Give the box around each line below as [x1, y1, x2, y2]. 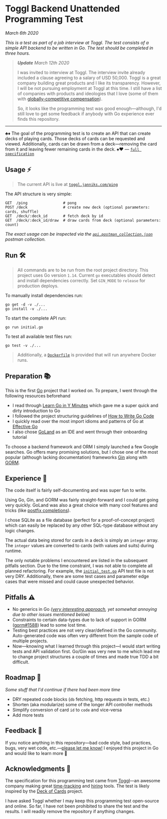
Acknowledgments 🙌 [5, 765, 71, 773]
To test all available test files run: [5, 333, 73, 339]
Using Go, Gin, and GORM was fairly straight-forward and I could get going [5, 497, 159, 503]
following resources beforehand [5, 393, 71, 399]
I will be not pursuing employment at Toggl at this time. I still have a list [17, 85, 162, 91]
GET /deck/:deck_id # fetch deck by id [5, 213, 103, 219]
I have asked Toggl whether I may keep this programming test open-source [5, 798, 159, 804]
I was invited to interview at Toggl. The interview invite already [17, 69, 146, 75]
